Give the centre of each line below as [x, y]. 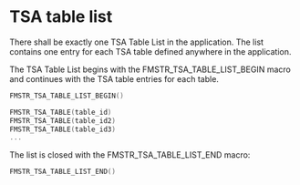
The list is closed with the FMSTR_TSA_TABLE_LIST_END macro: [130, 155]
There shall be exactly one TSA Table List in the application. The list [137, 42]
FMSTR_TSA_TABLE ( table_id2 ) [63, 120]
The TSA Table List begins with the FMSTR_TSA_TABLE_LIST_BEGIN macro [150, 69]
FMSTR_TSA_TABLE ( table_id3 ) [63, 129]
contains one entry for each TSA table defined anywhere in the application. [150, 51]
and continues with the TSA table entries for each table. [114, 78]
